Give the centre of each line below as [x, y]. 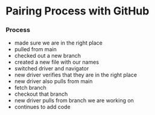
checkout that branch [41, 94]
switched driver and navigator [52, 69]
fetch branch [30, 88]
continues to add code [42, 107]
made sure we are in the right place [59, 43]
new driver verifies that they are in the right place [75, 75]
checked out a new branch [48, 56]
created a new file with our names [57, 62]
